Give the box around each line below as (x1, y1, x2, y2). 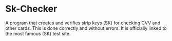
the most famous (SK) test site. (5, 30, 71, 36)
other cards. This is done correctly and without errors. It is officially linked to (5, 25, 167, 31)
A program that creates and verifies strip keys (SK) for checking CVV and (5, 20, 161, 26)
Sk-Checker (5, 3, 58, 15)
